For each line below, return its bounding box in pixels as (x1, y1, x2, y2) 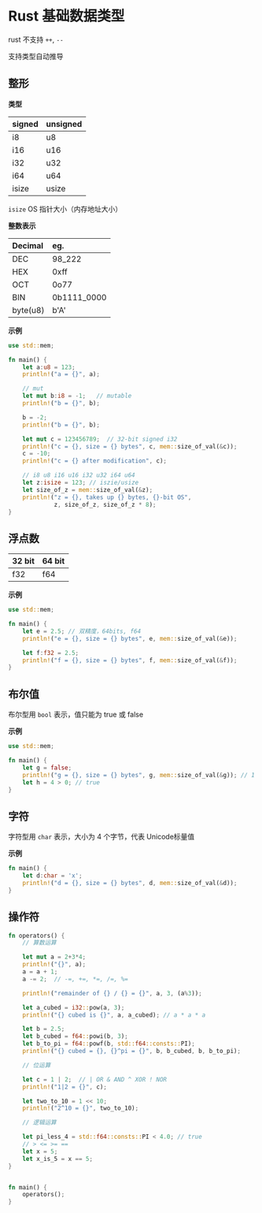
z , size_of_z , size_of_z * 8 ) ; (54, 500, 157, 508)
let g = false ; (22, 764, 72, 772)
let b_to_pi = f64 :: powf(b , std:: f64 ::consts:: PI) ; (22, 1040, 195, 1048)
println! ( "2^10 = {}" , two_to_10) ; (22, 1104, 139, 1112)
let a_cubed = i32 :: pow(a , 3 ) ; (22, 1003, 125, 1011)
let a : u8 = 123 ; (22, 363, 76, 371)
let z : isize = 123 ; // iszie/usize (22, 478, 139, 486)
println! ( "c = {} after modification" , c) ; (22, 457, 168, 465)
